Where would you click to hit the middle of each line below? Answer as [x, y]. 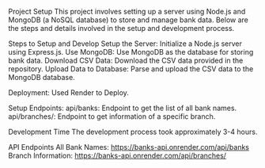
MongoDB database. [42, 77]
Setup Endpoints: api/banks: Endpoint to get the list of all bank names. [123, 108]
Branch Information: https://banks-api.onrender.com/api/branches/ [117, 155]
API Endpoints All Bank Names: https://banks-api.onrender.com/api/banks [129, 147]
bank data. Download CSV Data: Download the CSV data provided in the [126, 60]
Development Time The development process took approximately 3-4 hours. [133, 132]
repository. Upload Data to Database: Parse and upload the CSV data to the [131, 69]
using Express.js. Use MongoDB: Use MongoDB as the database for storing [131, 52]
